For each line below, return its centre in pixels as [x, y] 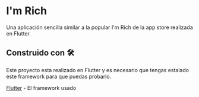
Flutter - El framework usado [41, 88]
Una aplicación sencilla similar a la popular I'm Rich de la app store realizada [99, 27]
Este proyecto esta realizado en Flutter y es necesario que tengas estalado [97, 70]
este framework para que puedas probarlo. [59, 76]
